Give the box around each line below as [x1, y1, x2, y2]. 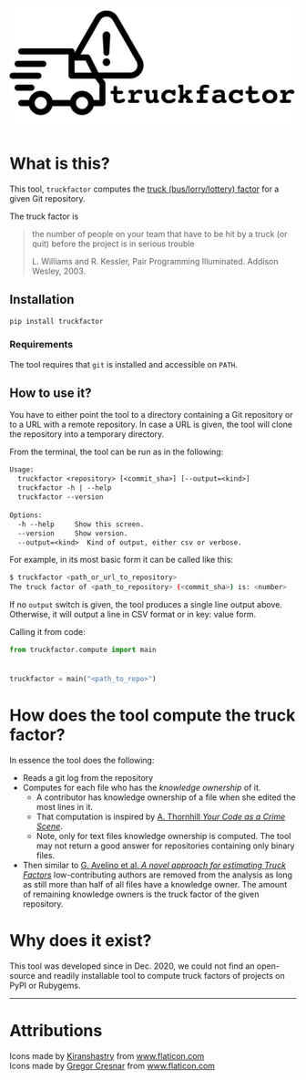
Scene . [36, 820, 64, 832]
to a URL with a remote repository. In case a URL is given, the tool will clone [9, 419, 293, 431]
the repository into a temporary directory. [9, 429, 165, 440]
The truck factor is [9, 211, 79, 222]
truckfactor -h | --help [17, 483, 112, 493]
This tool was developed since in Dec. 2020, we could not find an [9, 961, 255, 971]
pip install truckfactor [9, 317, 104, 327]
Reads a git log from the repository [22, 772, 154, 783]
